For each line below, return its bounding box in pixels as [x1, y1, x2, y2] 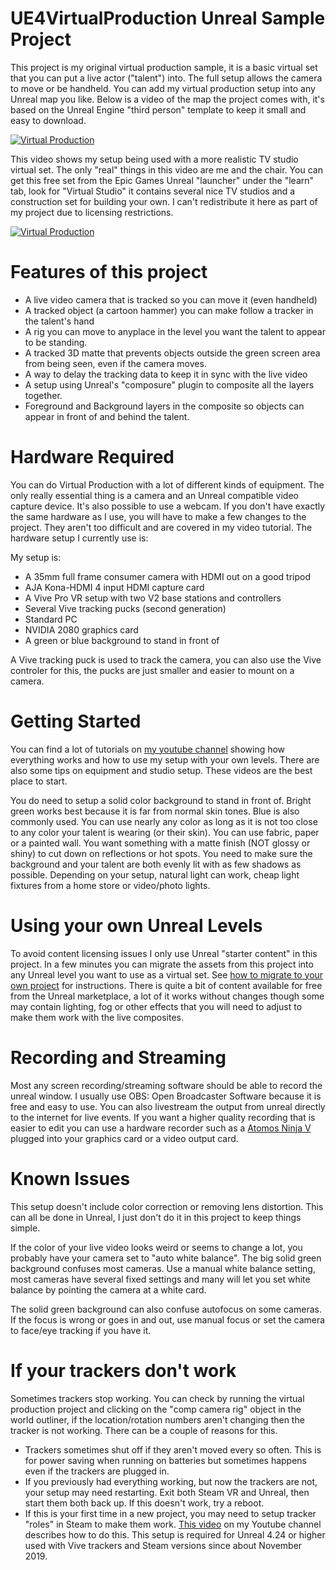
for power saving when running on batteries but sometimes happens [24, 1454, 307, 1466]
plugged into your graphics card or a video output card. [10, 1132, 239, 1144]
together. [24, 389, 63, 401]
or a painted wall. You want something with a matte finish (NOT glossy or [10, 837, 311, 849]
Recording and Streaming [10, 1046, 227, 1069]
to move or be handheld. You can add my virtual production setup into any [10, 82, 316, 94]
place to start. [10, 775, 68, 787]
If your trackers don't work [10, 1359, 237, 1382]
